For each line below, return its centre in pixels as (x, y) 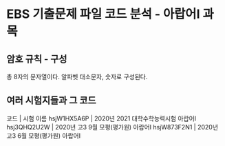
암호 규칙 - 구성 (37, 59)
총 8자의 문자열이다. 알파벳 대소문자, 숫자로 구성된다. (77, 77)
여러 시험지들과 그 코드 (52, 101)
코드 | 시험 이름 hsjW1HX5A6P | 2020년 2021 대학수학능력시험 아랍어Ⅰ (101, 118)
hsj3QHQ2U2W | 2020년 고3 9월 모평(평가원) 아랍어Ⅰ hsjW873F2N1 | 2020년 (112, 127)
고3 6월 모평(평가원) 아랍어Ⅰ (43, 136)
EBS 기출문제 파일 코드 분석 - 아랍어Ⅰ (103, 14)
